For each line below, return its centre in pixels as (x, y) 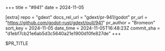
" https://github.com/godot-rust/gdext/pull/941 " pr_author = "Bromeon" (80, 23)
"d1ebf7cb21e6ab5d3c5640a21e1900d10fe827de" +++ (63, 33)
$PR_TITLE (17, 43)
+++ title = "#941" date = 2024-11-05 (45, 7)
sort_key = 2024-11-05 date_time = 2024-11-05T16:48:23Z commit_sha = (83, 28)
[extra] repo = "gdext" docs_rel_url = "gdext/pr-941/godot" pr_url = (76, 17)
